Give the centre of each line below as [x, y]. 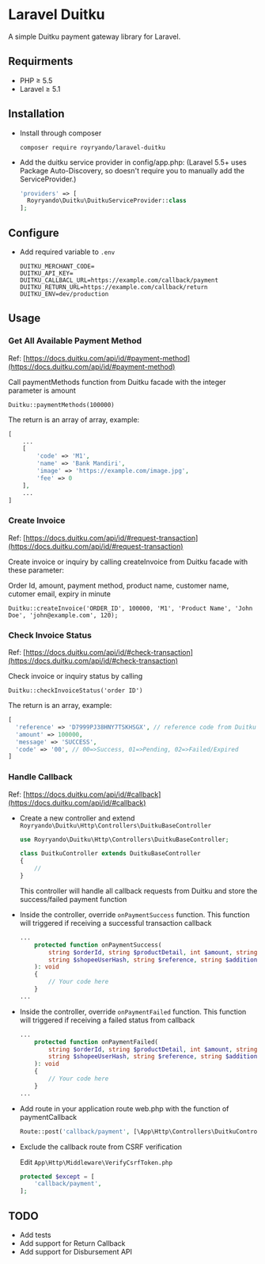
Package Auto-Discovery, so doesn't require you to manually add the [132, 170]
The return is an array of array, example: [74, 419]
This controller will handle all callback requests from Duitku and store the [138, 891]
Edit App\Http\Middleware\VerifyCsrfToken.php [96, 1162]
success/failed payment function [73, 899]
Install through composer [61, 133]
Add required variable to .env [67, 252]
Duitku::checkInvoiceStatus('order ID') [76, 691]
